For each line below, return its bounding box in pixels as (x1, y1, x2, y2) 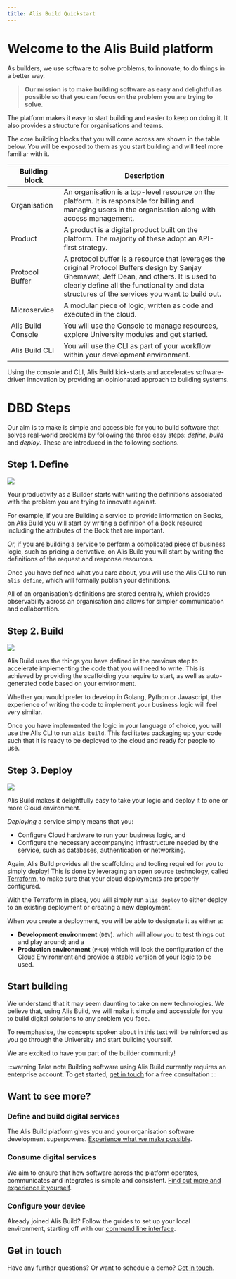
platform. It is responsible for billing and (63, 196, 195, 205)
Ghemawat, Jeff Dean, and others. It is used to (63, 272, 216, 281)
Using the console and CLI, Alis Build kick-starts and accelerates (7, 367, 195, 376)
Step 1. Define (7, 458, 69, 470)
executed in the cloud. (63, 309, 137, 319)
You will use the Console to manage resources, (63, 321, 218, 331)
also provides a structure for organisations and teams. (7, 121, 164, 129)
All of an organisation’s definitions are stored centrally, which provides (7, 590, 211, 598)
